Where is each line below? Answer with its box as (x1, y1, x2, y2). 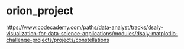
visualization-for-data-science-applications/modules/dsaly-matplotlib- (6, 30, 179, 37)
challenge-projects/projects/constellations (6, 36, 109, 43)
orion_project (6, 4, 74, 18)
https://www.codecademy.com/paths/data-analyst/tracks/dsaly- (6, 24, 164, 31)
